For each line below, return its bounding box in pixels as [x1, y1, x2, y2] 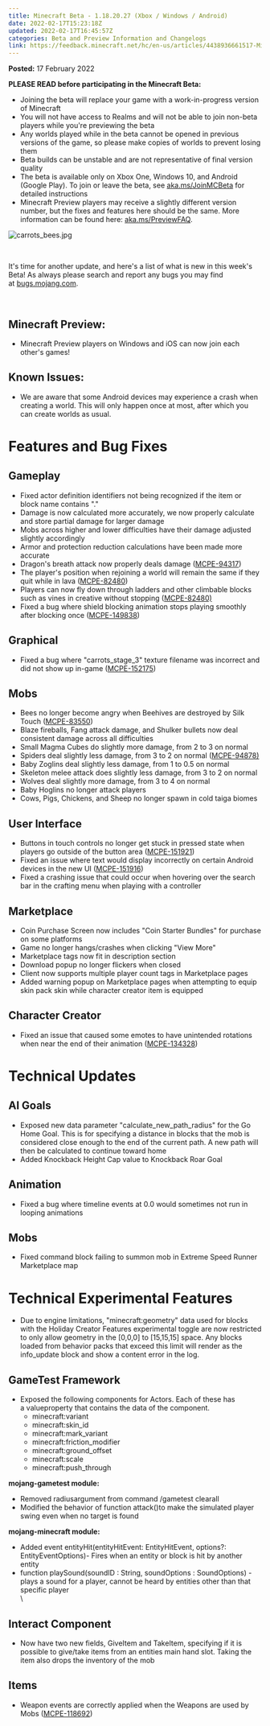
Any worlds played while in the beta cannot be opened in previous [19, 130, 239, 139]
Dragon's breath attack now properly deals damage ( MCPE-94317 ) [19, 558, 242, 568]
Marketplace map [19, 1261, 79, 1271]
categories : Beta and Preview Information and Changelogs [8, 34, 207, 43]
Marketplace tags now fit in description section [19, 951, 176, 961]
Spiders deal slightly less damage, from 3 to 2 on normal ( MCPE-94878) [19, 751, 260, 760]
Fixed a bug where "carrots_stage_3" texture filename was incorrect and [19, 655, 260, 665]
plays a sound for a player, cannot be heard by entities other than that [19, 1576, 252, 1586]
